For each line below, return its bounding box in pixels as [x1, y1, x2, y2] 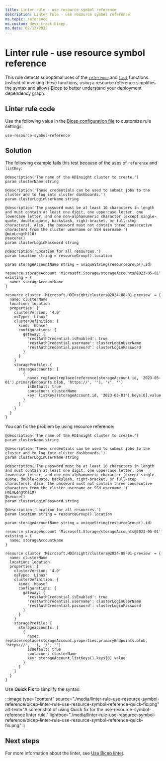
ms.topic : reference [5, 16, 48, 21]
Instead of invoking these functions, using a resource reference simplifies [5, 80, 156, 86]
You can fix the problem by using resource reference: [5, 423, 114, 429]
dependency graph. [5, 90, 46, 96]
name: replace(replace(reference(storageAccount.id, [27, 375, 139, 380]
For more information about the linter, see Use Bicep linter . [5, 750, 125, 756]
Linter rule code [5, 105, 55, 113]
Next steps [5, 737, 40, 746]
